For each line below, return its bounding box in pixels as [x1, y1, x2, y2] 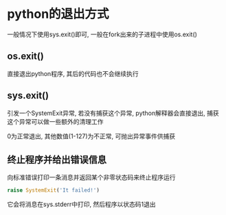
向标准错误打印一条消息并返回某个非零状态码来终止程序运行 [7, 173, 176, 181]
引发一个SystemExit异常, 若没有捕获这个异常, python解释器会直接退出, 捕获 [7, 109, 219, 117]
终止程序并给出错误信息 [7, 153, 106, 165]
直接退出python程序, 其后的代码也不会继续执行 [7, 69, 139, 77]
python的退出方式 [7, 6, 109, 22]
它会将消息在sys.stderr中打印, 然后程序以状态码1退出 [7, 200, 156, 209]
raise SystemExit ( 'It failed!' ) [7, 187, 100, 194]
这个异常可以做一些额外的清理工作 [7, 117, 104, 125]
